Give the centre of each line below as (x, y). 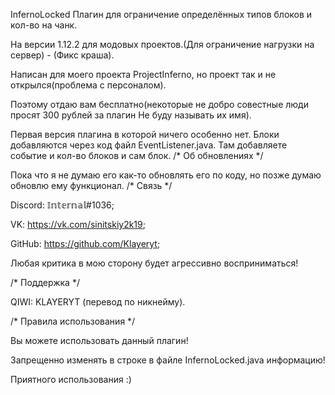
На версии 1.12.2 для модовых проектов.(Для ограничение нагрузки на (162, 44)
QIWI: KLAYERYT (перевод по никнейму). (98, 302)
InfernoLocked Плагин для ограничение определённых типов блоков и (161, 14)
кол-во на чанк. (44, 25)
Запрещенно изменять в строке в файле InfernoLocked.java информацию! (168, 360)
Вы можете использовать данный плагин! (99, 340)
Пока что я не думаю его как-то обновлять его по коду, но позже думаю (166, 175)
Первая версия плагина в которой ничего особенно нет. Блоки (145, 134)
